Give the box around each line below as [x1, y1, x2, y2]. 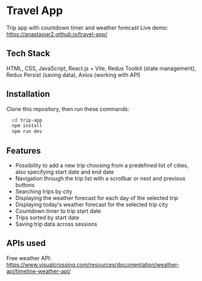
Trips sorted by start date [15, 214, 80, 221]
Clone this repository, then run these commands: [6, 105, 130, 112]
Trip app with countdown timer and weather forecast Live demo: [6, 24, 168, 31]
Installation [6, 89, 50, 99]
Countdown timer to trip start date [15, 207, 102, 215]
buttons [15, 182, 35, 188]
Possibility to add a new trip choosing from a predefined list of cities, [15, 162, 189, 169]
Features [6, 145, 41, 156]
